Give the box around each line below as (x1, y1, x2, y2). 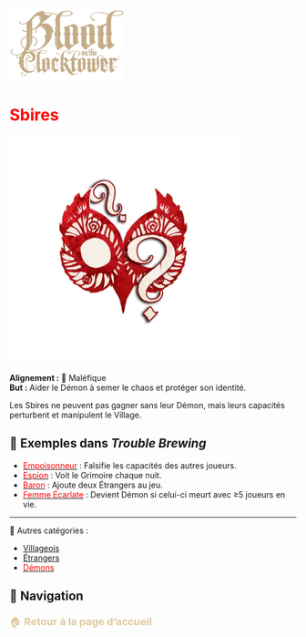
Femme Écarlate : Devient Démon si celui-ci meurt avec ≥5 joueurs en (22, 488, 286, 499)
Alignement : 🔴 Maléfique (9, 372, 107, 383)
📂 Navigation (9, 589, 84, 604)
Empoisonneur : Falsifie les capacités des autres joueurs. (22, 459, 237, 471)
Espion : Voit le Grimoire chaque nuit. (22, 469, 162, 480)
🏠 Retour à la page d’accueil (9, 614, 153, 628)
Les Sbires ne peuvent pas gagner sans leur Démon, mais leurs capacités (9, 399, 285, 410)
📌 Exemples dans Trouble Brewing (9, 436, 207, 451)
